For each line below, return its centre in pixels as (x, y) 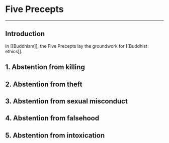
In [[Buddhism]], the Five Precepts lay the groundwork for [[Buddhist (76, 46)
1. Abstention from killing (45, 67)
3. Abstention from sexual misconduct (67, 101)
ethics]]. (14, 51)
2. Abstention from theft (44, 84)
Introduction (25, 34)
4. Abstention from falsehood (52, 118)
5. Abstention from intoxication (55, 135)
